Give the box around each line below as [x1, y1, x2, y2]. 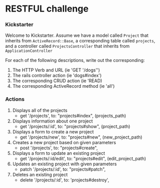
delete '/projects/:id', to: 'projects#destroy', [20, 177, 109, 183]
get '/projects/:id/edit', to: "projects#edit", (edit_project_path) [20, 155, 146, 161]
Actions [5, 96, 25, 103]
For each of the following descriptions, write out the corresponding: [5, 57, 145, 64]
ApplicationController [5, 48, 53, 53]
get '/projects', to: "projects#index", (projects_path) [20, 112, 126, 118]
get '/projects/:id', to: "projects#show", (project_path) [20, 123, 130, 129]
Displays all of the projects [12, 107, 68, 113]
